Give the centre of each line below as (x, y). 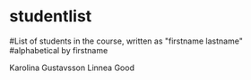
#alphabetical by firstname (59, 50)
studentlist (51, 16)
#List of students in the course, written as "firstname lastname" (126, 41)
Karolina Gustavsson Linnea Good (72, 68)
